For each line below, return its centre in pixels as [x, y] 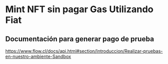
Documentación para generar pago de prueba [80, 39]
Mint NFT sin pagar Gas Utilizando [79, 9]
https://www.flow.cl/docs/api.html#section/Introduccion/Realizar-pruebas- [84, 51]
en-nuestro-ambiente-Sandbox [38, 56]
